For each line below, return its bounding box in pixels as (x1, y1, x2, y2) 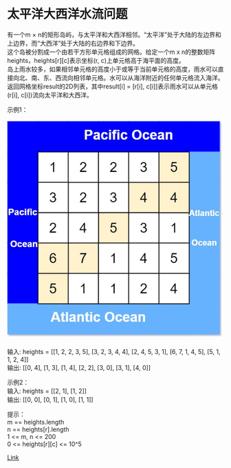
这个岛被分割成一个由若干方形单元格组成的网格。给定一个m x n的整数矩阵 (7, 48, 216, 56)
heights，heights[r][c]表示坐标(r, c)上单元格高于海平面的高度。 (7, 56, 186, 64)
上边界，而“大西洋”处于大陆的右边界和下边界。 (7, 39, 140, 47)
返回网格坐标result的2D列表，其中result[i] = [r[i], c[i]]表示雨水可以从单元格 (7, 82, 219, 90)
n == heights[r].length (7, 425, 69, 433)
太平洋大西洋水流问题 (7, 6, 129, 22)
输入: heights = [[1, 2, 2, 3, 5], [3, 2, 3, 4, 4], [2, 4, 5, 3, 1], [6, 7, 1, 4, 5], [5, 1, (7, 347, 221, 355)
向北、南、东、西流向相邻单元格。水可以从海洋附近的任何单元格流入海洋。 (12, 73, 224, 81)
